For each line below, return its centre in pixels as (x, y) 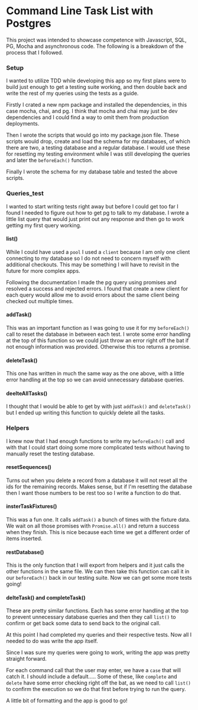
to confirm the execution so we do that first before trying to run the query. (96, 689)
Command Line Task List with (80, 11)
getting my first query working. (44, 225)
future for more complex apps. (43, 271)
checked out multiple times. (40, 301)
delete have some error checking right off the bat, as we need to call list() (98, 683)
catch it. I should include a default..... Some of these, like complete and (92, 677)
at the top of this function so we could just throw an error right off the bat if (98, 340)
